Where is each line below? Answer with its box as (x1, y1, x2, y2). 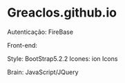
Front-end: (7, 41, 38, 49)
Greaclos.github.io (7, 5, 117, 21)
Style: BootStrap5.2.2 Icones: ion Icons (7, 54, 118, 63)
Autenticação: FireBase (7, 28, 74, 36)
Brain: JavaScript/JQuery (7, 68, 79, 76)
